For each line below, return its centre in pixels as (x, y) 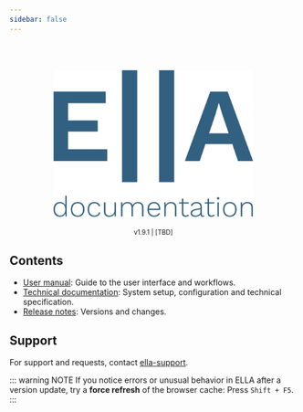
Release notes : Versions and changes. (94, 312)
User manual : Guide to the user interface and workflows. (129, 282)
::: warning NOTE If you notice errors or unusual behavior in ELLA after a (145, 380)
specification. (48, 302)
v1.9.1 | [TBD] (153, 233)
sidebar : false (38, 19)
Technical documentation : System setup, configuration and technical (152, 292)
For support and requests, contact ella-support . (99, 362)
